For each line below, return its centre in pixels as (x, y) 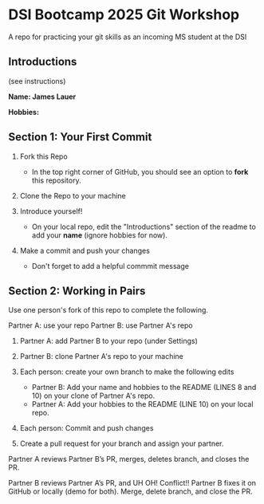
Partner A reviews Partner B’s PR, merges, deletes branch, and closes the (129, 459)
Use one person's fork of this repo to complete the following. (108, 310)
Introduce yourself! (51, 211)
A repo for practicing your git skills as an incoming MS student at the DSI (128, 37)
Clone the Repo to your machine (73, 195)
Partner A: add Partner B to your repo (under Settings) (108, 341)
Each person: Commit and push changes (87, 428)
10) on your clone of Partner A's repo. (93, 396)
